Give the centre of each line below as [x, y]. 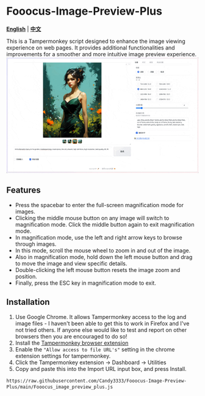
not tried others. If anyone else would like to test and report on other [101, 330]
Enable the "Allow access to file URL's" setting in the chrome [95, 349]
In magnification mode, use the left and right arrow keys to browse [99, 237]
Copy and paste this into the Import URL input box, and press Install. [101, 369]
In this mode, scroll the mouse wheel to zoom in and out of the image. [103, 250]
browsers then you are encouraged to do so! [71, 336]
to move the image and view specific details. [71, 263]
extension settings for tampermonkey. [63, 356]
